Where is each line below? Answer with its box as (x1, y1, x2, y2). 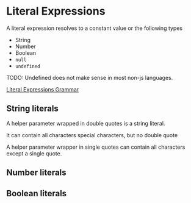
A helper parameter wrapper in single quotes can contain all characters (6, 143, 186, 151)
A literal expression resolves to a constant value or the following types (6, 24, 183, 32)
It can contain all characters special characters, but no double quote (6, 131, 178, 138)
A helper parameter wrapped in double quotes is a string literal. (6, 119, 165, 127)
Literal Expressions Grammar (6, 85, 79, 93)
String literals (6, 104, 59, 114)
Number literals (6, 168, 67, 178)
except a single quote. (6, 149, 62, 157)
